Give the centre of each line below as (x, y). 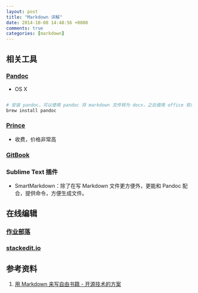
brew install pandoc (32, 110)
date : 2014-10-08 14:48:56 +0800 (47, 22)
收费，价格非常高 (35, 139)
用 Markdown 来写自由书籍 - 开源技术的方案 (68, 284)
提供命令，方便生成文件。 (56, 193)
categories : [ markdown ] (35, 34)
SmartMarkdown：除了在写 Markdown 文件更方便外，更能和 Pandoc (98, 186)
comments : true (25, 28)
